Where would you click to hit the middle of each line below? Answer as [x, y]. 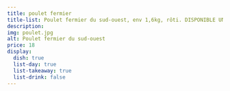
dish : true [29, 58]
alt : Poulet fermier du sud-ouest [56, 39]
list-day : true [35, 64]
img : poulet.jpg [30, 32]
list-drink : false [40, 77]
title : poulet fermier [39, 13]
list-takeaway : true [42, 70]
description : [26, 26]
